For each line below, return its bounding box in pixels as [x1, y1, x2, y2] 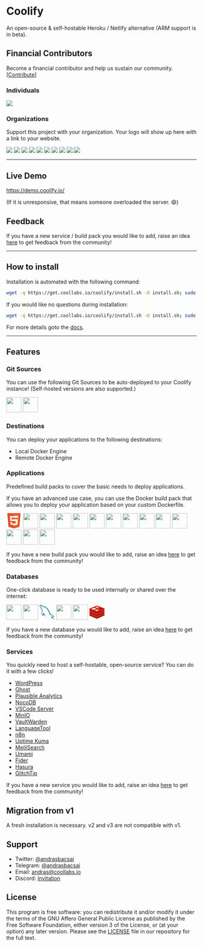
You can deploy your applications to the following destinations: [6, 436, 163, 443]
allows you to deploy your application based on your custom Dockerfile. [6, 501, 185, 508]
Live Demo [6, 171, 47, 181]
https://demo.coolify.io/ [6, 187, 65, 194]
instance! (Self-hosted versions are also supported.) [6, 385, 136, 393]
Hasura [14, 763, 33, 771]
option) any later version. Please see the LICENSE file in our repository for [6, 927, 190, 935]
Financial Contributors [6, 49, 92, 59]
